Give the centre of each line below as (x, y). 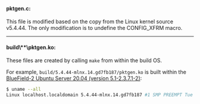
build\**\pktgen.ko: (31, 47)
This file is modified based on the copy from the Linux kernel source (90, 22)
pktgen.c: (18, 8)
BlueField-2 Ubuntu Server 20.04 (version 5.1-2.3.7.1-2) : (74, 78)
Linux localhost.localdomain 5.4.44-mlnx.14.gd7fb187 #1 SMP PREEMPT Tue (100, 95)
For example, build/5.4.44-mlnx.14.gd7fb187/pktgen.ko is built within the (96, 72)
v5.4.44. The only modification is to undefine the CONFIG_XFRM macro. (94, 28)
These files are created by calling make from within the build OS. (84, 60)
